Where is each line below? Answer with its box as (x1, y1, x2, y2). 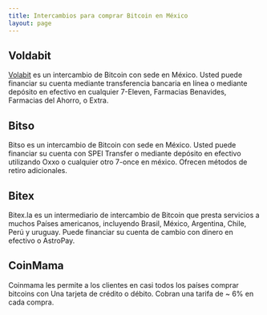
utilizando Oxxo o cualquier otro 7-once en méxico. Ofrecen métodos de (8, 157, 248, 167)
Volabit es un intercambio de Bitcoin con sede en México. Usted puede (8, 70, 243, 80)
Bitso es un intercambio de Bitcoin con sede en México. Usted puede (8, 140, 237, 150)
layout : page (8, 19, 52, 27)
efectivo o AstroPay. (8, 236, 75, 245)
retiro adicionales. (8, 166, 68, 176)
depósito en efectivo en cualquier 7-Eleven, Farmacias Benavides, (8, 87, 227, 97)
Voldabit (8, 49, 52, 63)
